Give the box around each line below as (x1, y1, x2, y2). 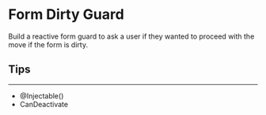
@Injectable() (19, 91, 64, 100)
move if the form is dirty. (8, 39, 89, 49)
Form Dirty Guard (8, 6, 124, 24)
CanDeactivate (19, 99, 69, 109)
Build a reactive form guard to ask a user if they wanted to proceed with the (8, 32, 255, 41)
